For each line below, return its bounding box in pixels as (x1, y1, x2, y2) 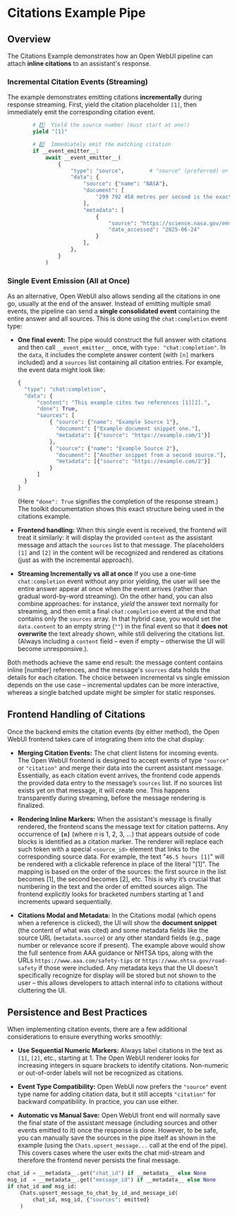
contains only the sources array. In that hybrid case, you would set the (17, 614, 221, 623)
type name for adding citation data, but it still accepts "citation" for (17, 1090, 217, 1099)
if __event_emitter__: (32, 147, 99, 155)
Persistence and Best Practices (7, 1006, 148, 1018)
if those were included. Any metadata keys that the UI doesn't (38, 963, 218, 972)
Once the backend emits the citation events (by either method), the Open (7, 727, 220, 736)
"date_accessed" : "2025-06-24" (108, 226, 200, 234)
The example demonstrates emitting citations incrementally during (7, 93, 202, 102)
